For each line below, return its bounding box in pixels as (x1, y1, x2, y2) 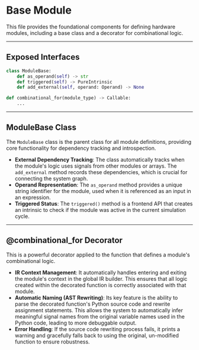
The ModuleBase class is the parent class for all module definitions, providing (6, 138, 191, 145)
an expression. (14, 194, 51, 201)
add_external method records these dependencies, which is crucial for (14, 168, 188, 175)
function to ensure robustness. (14, 338, 90, 345)
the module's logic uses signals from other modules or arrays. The (14, 162, 177, 169)
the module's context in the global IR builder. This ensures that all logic (14, 275, 188, 282)
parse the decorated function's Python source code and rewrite (14, 300, 171, 307)
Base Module (6, 4, 72, 17)
